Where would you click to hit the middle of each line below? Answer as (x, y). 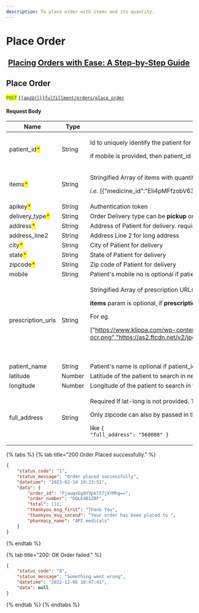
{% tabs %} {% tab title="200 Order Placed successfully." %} (81, 455)
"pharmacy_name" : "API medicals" (69, 521)
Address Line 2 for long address (134, 235)
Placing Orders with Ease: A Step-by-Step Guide (99, 63)
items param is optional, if (126, 303)
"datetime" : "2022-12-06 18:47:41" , (62, 582)
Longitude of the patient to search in (140, 386)
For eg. (99, 317)
